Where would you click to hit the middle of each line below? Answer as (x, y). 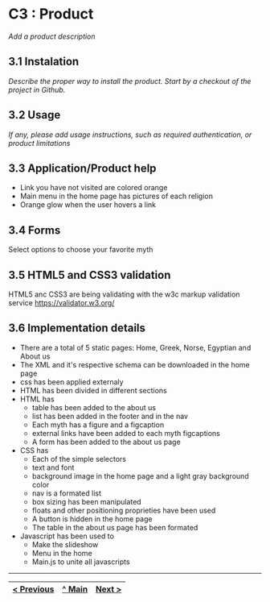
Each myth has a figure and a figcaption (98, 425)
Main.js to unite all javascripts (81, 562)
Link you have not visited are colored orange (94, 188)
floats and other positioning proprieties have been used (124, 510)
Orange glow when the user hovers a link (88, 205)
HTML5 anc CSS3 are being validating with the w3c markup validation (124, 294)
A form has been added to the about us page (106, 442)
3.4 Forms (35, 230)
